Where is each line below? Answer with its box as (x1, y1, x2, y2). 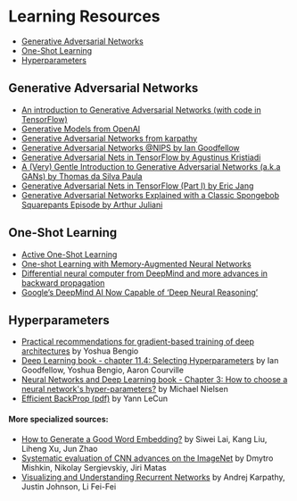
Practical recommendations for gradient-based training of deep (21, 337, 255, 347)
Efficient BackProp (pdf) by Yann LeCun (21, 393, 169, 404)
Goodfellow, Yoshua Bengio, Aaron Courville (21, 364, 185, 376)
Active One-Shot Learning (21, 248, 118, 260)
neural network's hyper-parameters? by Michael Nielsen (21, 384, 228, 395)
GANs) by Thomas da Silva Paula (21, 171, 143, 181)
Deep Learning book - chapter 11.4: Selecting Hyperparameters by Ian (21, 355, 279, 366)
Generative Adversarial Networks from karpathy (21, 132, 198, 144)
